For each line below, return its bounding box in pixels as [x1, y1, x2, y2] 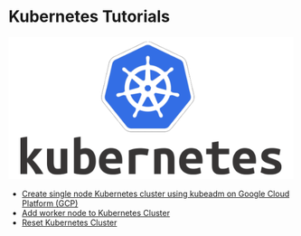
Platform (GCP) [21, 197, 79, 209]
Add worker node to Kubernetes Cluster [21, 207, 171, 218]
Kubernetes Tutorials [8, 6, 171, 27]
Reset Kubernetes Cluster [21, 217, 118, 228]
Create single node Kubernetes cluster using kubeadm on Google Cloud [21, 188, 290, 199]
